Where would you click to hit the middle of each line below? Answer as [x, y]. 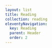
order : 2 [19, 38]
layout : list [19, 10]
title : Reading [21, 14]
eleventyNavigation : [26, 24]
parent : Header [25, 33]
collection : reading [26, 19]
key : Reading [23, 28]
